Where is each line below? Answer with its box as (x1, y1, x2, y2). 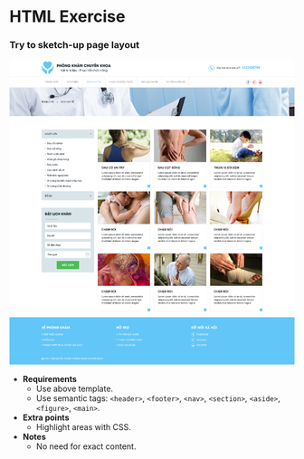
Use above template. (35, 383, 114, 395)
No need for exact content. (35, 441, 137, 452)
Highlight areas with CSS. (35, 422, 131, 433)
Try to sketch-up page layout (9, 39, 140, 52)
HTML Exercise (9, 6, 126, 27)
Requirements (22, 374, 77, 385)
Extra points (22, 412, 70, 423)
